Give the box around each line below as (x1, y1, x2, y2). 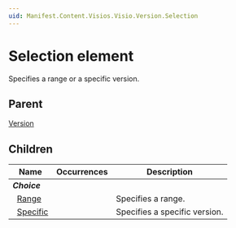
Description (146, 166, 193, 178)
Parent (8, 97, 43, 110)
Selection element (8, 46, 134, 65)
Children (8, 142, 53, 156)
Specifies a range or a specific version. (8, 74, 140, 84)
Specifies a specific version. (116, 206, 224, 217)
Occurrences (55, 166, 108, 178)
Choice (12, 180, 41, 191)
